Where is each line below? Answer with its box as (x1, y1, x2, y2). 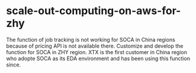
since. (6, 61, 21, 68)
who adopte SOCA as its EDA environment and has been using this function (6, 55, 191, 62)
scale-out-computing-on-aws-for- (6, 4, 181, 18)
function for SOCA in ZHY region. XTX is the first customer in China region (6, 48, 188, 55)
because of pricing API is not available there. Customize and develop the (6, 42, 184, 49)
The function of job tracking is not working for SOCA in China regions (6, 36, 176, 43)
